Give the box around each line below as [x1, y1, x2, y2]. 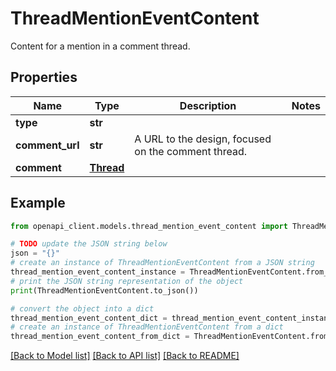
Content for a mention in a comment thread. [10, 40, 191, 52]
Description [179, 98, 237, 112]
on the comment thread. [134, 144, 248, 158]
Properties [10, 69, 78, 86]
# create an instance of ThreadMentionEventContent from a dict [10, 322, 284, 332]
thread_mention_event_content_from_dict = [10, 332, 190, 342]
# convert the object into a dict [10, 303, 155, 314]
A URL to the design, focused [134, 132, 272, 146]
